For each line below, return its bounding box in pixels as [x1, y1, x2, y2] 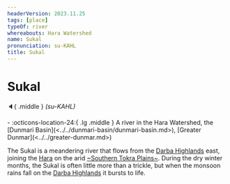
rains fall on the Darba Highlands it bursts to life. [7, 168, 146, 177]
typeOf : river [7, 23, 49, 30]
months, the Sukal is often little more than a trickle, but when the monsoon [7, 161, 221, 169]
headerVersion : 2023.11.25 [7, 10, 86, 17]
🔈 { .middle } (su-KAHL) [7, 102, 76, 110]
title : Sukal [7, 49, 45, 56]
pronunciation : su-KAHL [7, 42, 77, 49]
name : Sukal [7, 36, 42, 43]
